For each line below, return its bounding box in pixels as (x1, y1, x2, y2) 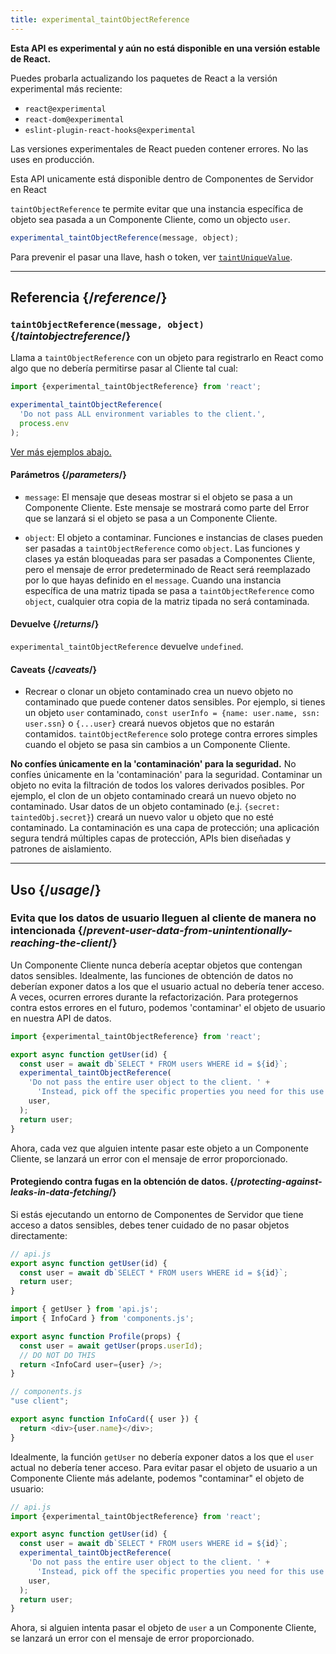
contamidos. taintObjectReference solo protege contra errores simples (24, 728, 318, 740)
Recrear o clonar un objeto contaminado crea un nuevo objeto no (24, 686, 294, 698)
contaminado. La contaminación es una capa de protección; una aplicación (10, 822, 320, 834)
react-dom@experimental (24, 114, 125, 125)
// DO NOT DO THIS (19, 1350, 97, 1360)
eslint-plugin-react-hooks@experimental (24, 125, 196, 135)
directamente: (10, 1229, 68, 1241)
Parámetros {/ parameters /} (10, 469, 127, 481)
